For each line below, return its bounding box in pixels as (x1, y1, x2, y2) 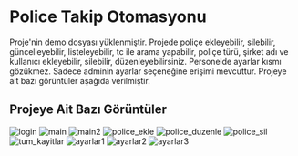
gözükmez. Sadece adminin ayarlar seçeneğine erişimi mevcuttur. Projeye (9, 66, 287, 77)
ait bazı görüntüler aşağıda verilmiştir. (9, 75, 150, 86)
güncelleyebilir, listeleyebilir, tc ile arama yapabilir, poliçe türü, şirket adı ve (9, 46, 289, 57)
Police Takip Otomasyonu (9, 6, 207, 27)
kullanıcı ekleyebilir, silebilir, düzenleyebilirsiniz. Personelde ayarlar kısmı (9, 56, 282, 67)
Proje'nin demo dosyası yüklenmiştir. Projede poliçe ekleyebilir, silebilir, (9, 36, 276, 47)
